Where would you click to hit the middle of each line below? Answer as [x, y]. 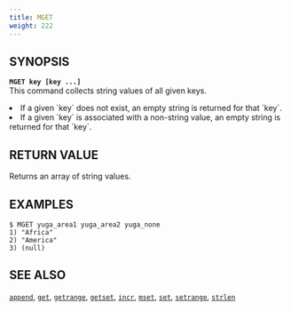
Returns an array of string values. [70, 176]
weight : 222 [31, 26]
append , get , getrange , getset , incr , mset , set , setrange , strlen [122, 296]
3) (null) [28, 248]
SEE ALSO [38, 275]
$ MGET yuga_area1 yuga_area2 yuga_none [85, 224]
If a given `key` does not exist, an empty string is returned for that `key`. [151, 108]
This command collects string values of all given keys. [108, 91]
